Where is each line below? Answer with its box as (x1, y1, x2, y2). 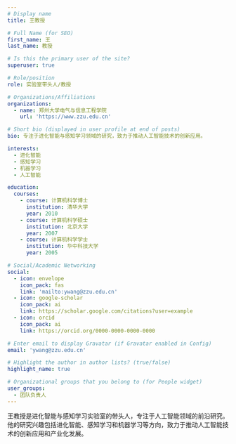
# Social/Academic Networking (7, 262, 96, 269)
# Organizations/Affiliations (7, 93, 96, 100)
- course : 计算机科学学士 (20, 236, 88, 243)
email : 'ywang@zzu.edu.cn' (7, 346, 86, 353)
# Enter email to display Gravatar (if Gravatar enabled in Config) (7, 340, 212, 347)
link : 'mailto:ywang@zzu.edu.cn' (20, 288, 118, 295)
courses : (13, 190, 39, 197)
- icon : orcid (13, 314, 55, 321)
